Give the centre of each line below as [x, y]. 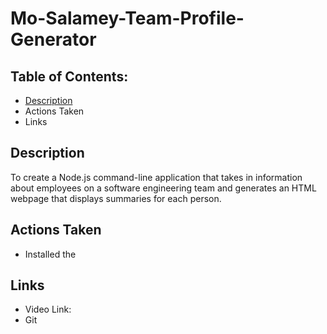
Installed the [50, 254]
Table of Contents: [69, 76]
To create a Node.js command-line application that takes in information [156, 177]
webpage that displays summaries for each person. [116, 198]
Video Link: [48, 309]
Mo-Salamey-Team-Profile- [127, 18]
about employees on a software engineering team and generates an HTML [163, 188]
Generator [53, 39]
